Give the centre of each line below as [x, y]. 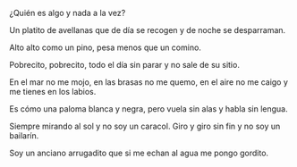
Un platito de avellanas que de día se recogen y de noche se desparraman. [148, 30]
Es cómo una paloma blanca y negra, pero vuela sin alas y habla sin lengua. [148, 109]
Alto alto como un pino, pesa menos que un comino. [105, 47]
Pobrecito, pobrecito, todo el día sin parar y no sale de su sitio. [124, 65]
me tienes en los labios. [53, 92]
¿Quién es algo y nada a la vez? [68, 13]
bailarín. [24, 136]
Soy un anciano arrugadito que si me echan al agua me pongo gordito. [139, 153]
